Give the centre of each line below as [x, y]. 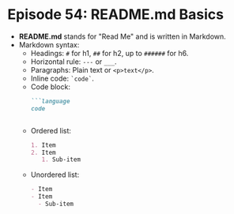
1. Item [43, 145]
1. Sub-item [61, 160]
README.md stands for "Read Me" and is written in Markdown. [122, 36]
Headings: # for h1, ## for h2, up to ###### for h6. [109, 53]
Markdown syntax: [49, 44]
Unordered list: [55, 175]
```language [50, 101]
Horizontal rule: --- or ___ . [74, 62]
